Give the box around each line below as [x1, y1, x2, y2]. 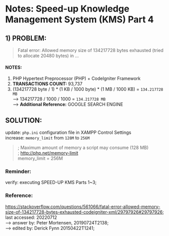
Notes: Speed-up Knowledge [5, 3, 130, 15]
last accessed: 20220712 [5, 214, 57, 220]
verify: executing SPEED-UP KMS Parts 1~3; [5, 179, 97, 185]
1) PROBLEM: [5, 34, 47, 42]
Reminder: [5, 168, 32, 175]
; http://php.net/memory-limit [17, 150, 78, 156]
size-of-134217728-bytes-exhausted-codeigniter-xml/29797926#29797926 [5, 209, 163, 215]
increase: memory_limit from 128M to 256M [5, 135, 90, 141]
